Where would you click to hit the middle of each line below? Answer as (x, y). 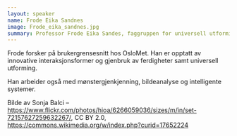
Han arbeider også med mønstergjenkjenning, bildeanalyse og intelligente (115, 82)
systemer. (22, 89)
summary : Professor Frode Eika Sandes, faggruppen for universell (107, 33)
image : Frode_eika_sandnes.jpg (53, 27)
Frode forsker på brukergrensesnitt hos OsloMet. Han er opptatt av (104, 53)
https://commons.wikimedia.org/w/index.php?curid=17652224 (98, 125)
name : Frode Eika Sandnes (45, 20)
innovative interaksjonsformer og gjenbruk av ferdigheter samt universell (113, 61)
